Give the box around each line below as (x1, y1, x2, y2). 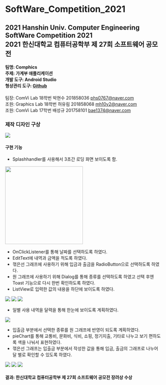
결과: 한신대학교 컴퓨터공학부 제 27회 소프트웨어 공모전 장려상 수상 (5, 374, 133, 380)
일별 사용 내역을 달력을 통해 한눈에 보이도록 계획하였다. (12, 307, 119, 313)
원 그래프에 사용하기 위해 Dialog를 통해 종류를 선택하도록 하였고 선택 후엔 (12, 274, 154, 280)
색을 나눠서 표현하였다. (17, 339, 62, 345)
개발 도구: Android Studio (5, 77, 57, 83)
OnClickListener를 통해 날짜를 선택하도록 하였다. (12, 249, 108, 255)
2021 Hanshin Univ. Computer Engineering (5, 23, 140, 32)
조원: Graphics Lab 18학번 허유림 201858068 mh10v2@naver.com (5, 101, 137, 107)
